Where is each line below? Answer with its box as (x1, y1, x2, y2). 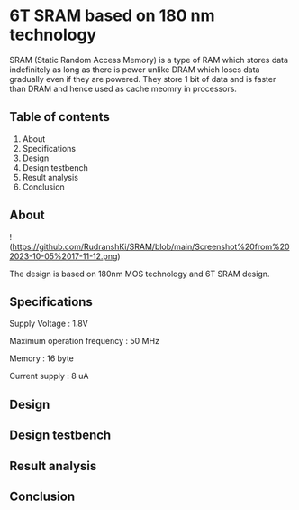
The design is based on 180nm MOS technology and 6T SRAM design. (9, 268, 270, 279)
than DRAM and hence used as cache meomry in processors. (9, 83, 237, 94)
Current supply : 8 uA (9, 371, 89, 382)
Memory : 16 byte (9, 353, 75, 364)
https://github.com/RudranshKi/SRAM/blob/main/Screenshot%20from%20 (12, 241, 290, 252)
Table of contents (9, 109, 110, 125)
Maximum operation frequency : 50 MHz (9, 336, 160, 347)
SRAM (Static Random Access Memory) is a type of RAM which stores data (9, 54, 289, 65)
